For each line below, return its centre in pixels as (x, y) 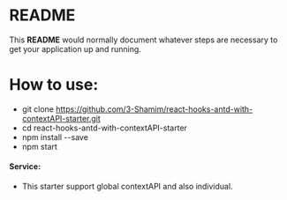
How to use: (54, 85)
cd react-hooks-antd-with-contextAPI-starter (105, 128)
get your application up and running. (75, 48)
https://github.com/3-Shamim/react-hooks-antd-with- (155, 109)
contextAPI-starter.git (61, 118)
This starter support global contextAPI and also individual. (127, 187)
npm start (39, 146)
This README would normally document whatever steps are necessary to (143, 40)
